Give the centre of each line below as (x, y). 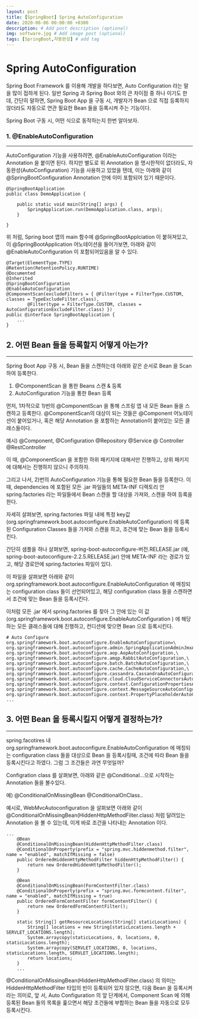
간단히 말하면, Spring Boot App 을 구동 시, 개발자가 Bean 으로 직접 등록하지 (102, 100)
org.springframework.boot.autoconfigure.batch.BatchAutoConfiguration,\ (98, 664)
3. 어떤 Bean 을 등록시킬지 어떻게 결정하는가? (84, 719)
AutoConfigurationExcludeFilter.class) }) (59, 310)
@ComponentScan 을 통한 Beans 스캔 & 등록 (68, 386)
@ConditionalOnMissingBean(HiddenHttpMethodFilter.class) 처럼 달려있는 (96, 815)
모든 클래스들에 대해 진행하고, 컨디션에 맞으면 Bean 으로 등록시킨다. (95, 627)
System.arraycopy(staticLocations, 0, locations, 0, (94, 937)
